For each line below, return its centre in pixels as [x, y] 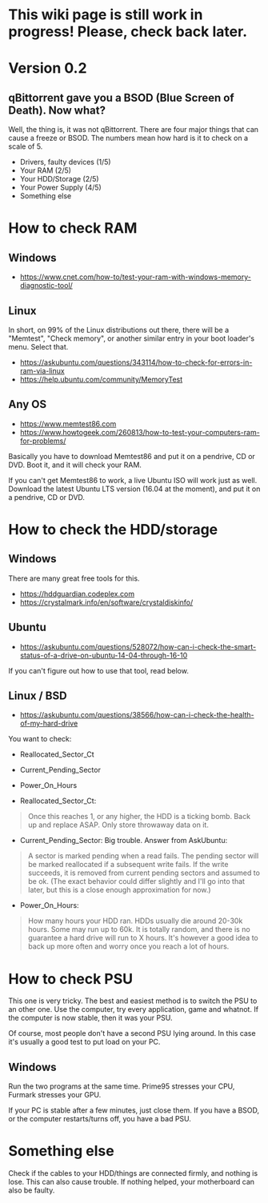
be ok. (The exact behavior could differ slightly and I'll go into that [136, 881]
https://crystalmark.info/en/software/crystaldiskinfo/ [106, 602]
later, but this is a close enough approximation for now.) [119, 890]
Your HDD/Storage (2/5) [59, 179]
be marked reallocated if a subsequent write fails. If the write [128, 865]
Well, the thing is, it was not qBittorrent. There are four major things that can [133, 130]
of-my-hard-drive [49, 723]
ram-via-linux [42, 371]
